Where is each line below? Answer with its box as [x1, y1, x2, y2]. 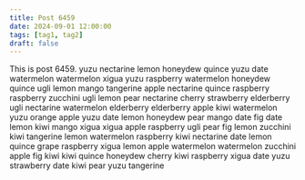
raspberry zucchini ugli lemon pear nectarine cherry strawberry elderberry [9, 93, 290, 104]
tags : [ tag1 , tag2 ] [9, 30, 84, 39]
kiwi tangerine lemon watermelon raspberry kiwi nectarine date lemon [9, 131, 272, 142]
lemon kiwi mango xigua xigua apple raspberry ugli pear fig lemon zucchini [9, 122, 291, 133]
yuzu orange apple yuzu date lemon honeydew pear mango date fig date [9, 112, 283, 123]
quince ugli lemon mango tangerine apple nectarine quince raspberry [9, 83, 270, 94]
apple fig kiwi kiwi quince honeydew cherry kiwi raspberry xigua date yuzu [9, 151, 290, 162]
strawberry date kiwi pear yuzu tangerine [9, 160, 165, 171]
